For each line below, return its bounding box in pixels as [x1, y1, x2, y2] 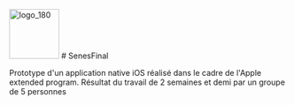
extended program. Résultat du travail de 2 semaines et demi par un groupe [9, 77, 286, 87]
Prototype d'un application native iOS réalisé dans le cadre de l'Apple [9, 68, 262, 78]
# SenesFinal [60, 50, 109, 61]
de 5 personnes [9, 86, 66, 96]
